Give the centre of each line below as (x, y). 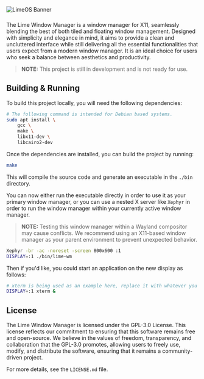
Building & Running (43, 88)
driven (14, 358)
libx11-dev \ (34, 137)
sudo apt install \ (31, 120)
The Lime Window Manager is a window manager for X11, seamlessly (93, 24)
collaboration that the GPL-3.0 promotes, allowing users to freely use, (93, 345)
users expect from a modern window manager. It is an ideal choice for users (102, 51)
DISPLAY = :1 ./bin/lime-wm (39, 256)
